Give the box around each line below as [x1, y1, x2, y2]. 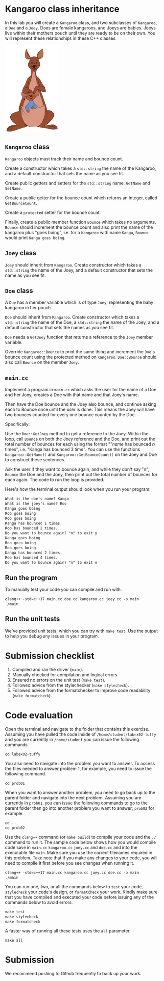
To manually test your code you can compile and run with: [5, 586, 122, 592]
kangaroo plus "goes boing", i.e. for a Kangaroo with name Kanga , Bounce [5, 229, 149, 235]
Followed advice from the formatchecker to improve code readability [12, 687, 151, 693]
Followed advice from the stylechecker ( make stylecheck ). [12, 682, 129, 688]
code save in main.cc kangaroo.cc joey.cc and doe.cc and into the [5, 844, 138, 850]
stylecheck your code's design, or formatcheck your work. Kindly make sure [5, 889, 158, 895]
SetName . [5, 185, 22, 191]
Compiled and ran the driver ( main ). [12, 666, 83, 672]
